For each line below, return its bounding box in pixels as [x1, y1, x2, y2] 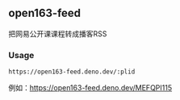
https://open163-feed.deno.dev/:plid [8, 68, 136, 76]
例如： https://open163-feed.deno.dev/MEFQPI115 [8, 83, 172, 93]
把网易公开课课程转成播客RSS [8, 28, 107, 39]
